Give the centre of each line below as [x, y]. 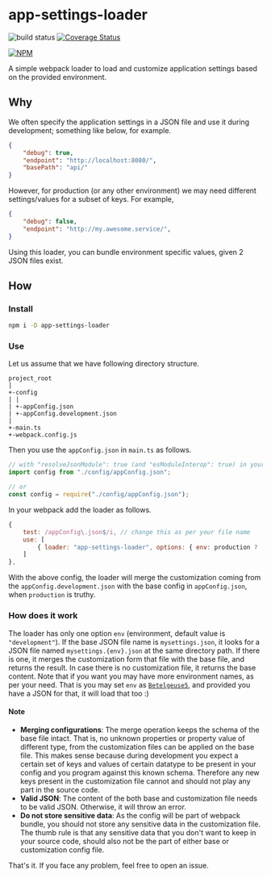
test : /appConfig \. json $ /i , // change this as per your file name [137, 532]
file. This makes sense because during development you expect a [129, 755]
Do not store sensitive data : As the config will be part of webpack [130, 815]
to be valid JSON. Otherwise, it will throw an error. [103, 807]
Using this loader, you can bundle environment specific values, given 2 [126, 252]
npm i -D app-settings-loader [59, 326]
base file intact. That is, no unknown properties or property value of [133, 738]
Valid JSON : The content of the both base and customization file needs [139, 798]
